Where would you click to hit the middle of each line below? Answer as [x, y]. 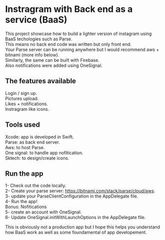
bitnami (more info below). [32, 55]
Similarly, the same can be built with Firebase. [52, 60]
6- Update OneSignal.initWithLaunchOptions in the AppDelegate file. [76, 218]
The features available [41, 81]
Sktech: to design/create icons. [37, 158]
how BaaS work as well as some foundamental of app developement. [76, 233]
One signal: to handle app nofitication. [44, 153]
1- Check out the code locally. [36, 186]
